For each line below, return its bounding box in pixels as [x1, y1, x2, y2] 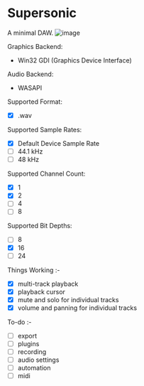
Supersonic [7, 5, 77, 21]
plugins [17, 339, 40, 348]
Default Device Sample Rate [17, 139, 100, 147]
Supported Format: [7, 97, 62, 106]
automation [17, 364, 51, 372]
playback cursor [17, 287, 66, 296]
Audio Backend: [7, 70, 54, 78]
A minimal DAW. [7, 28, 54, 37]
